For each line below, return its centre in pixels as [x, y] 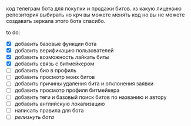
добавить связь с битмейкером [54, 64]
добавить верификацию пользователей [64, 51]
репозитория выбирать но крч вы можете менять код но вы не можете [95, 15]
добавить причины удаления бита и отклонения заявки [84, 84]
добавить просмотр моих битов [55, 77]
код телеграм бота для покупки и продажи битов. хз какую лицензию [94, 9]
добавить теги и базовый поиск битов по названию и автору [91, 97]
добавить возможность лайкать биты [62, 57]
